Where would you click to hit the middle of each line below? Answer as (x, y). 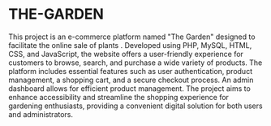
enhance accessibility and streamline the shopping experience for (119, 97)
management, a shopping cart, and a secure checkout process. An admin (131, 80)
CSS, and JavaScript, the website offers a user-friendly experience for (126, 54)
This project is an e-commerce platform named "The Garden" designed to (132, 37)
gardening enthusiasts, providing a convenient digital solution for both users (135, 106)
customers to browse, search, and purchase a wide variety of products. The (135, 63)
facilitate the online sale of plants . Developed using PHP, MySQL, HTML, (130, 45)
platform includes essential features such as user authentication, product (131, 71)
